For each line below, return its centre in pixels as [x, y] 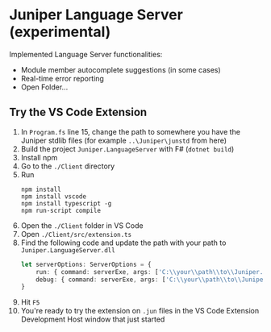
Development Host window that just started [93, 319]
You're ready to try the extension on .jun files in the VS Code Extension [140, 311]
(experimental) [60, 32]
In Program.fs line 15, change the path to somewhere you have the [131, 131]
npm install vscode [54, 196]
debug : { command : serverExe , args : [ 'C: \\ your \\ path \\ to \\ [139, 280]
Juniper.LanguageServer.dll [68, 250]
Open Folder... [44, 87]
